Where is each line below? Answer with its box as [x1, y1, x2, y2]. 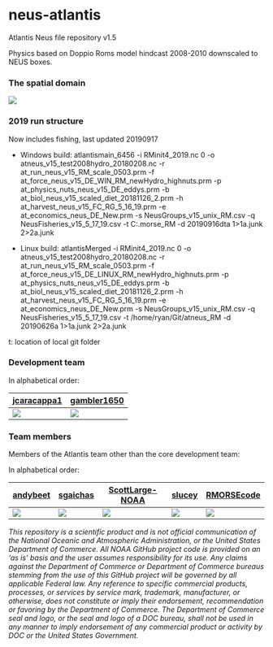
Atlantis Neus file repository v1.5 [8, 33, 116, 42]
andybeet [12, 489, 51, 501]
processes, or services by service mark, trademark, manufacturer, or [8, 588, 240, 597]
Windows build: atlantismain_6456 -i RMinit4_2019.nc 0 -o [19, 150, 215, 159]
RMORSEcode [206, 489, 261, 501]
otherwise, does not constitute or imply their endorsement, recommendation [8, 596, 264, 606]
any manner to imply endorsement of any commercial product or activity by [8, 622, 262, 632]
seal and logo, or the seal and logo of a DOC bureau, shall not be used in [8, 614, 253, 623]
